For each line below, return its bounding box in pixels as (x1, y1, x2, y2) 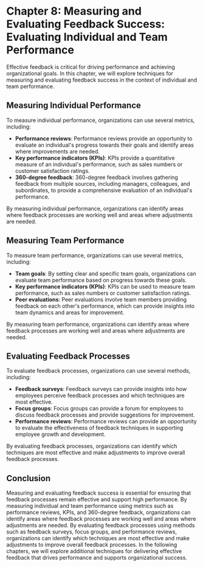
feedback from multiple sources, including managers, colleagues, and (15, 180, 190, 187)
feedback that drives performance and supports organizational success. (6, 554, 187, 562)
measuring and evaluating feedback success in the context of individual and (6, 76, 198, 83)
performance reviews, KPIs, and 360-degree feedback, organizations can (6, 509, 191, 516)
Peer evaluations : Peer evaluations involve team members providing (15, 295, 187, 303)
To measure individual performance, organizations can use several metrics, (6, 116, 195, 124)
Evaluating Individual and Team (6, 30, 168, 44)
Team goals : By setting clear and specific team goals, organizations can (15, 270, 196, 277)
